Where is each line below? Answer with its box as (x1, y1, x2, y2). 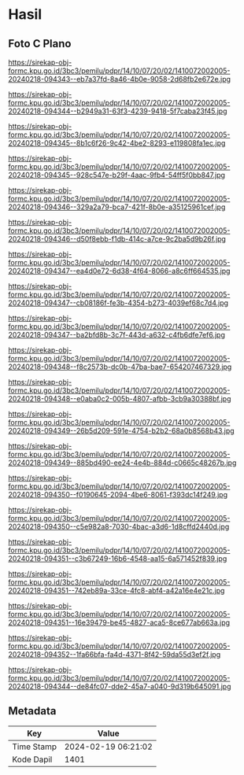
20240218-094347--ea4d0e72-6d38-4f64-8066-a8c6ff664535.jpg (8, 266, 231, 275)
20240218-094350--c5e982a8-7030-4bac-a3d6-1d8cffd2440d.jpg (8, 522, 230, 531)
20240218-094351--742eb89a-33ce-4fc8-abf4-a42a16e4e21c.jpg (8, 586, 225, 595)
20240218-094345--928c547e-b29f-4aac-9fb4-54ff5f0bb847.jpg (8, 171, 226, 179)
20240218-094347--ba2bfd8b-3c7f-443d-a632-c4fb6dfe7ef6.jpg (8, 330, 226, 339)
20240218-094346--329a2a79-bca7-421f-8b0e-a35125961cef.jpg (8, 202, 226, 212)
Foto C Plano (8, 37, 72, 50)
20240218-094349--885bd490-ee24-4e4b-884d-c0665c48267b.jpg (8, 458, 237, 467)
